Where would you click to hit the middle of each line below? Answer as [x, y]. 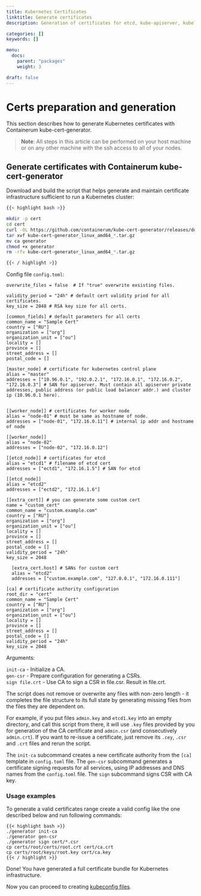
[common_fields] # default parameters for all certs [73, 317]
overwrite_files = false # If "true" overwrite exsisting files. [91, 285]
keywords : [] [22, 40]
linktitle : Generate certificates [49, 17]
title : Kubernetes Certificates [46, 12]
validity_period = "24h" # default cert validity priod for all [88, 296]
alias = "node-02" [29, 443]
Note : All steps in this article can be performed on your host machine [106, 142]
